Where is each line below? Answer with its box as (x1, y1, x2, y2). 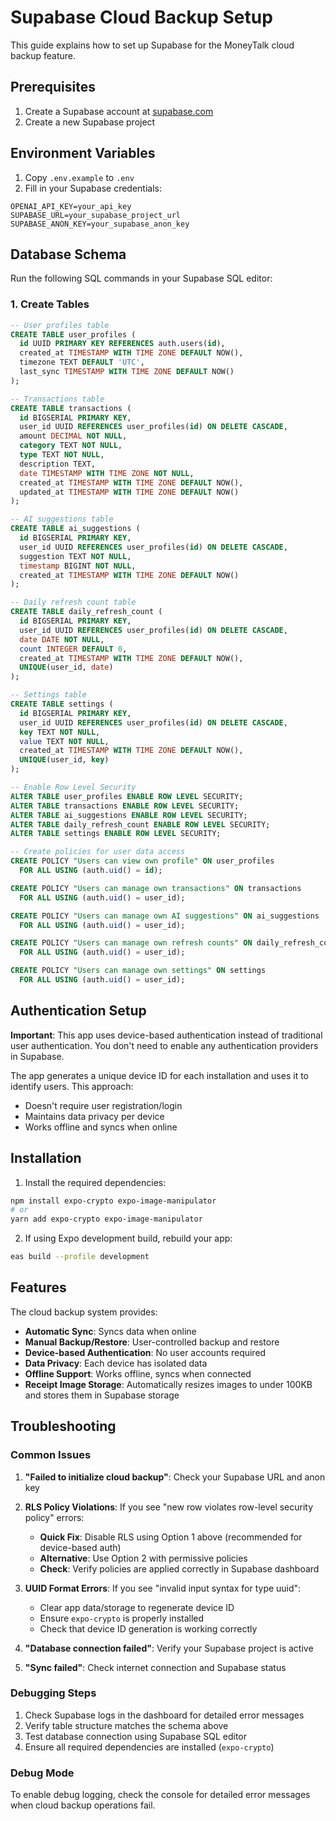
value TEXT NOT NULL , (19, 736, 110, 746)
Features (10, 1279, 67, 1296)
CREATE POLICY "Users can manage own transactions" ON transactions (10, 883, 302, 893)
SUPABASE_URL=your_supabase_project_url (10, 210, 182, 220)
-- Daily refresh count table (10, 597, 137, 608)
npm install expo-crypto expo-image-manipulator (10, 1196, 217, 1206)
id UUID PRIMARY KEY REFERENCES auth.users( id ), (19, 339, 226, 349)
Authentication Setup (10, 1002, 147, 1020)
